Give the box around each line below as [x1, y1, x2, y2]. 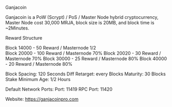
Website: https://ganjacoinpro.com [5, 96, 79, 102]
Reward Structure [5, 35, 43, 41]
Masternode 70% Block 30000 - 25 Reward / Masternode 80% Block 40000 [5, 56, 167, 62]
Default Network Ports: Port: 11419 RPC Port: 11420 [5, 86, 113, 92]
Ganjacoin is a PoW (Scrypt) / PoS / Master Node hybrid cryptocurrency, [5, 14, 159, 20]
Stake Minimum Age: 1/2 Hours [5, 76, 71, 82]
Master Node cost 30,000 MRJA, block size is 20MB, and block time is [5, 20, 155, 25]
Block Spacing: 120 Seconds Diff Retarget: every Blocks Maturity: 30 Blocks [5, 71, 166, 77]
